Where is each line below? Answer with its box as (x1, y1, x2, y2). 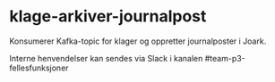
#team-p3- (204, 53, 246, 63)
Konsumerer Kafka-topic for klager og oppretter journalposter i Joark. (9, 36, 267, 46)
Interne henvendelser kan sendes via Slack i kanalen (9, 53, 203, 63)
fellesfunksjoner (9, 62, 69, 73)
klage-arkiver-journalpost (9, 6, 207, 27)
